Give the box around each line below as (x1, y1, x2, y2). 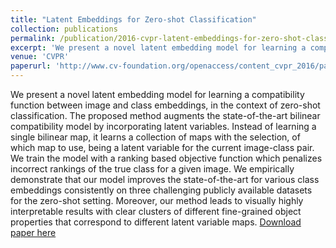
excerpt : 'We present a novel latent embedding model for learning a (10, 42, 307, 53)
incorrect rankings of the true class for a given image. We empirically (10, 163, 295, 175)
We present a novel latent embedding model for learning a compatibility (10, 89, 305, 100)
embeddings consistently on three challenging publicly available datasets (10, 184, 313, 196)
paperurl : (10, 61, 52, 71)
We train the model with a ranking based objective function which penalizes (10, 152, 323, 164)
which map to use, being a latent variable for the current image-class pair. (10, 142, 315, 153)
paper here (10, 227, 57, 238)
